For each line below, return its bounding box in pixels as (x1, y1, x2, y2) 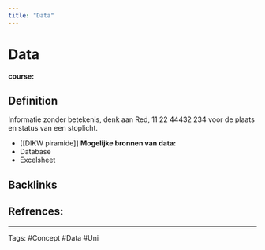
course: (8, 72, 35, 81)
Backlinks (8, 178, 58, 191)
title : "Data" (8, 11, 55, 20)
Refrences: (8, 205, 64, 219)
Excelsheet (19, 155, 56, 165)
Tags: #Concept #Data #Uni (8, 233, 99, 242)
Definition (8, 94, 58, 107)
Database (19, 147, 51, 156)
